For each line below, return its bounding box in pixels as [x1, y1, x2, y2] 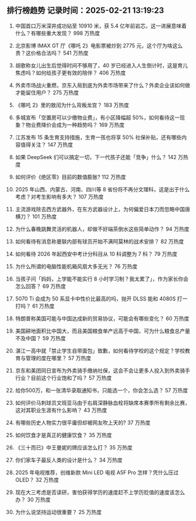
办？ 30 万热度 [15, 496, 51, 503]
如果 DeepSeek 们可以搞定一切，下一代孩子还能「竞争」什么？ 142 [15, 153, 177, 160]
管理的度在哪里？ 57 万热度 [25, 354, 92, 361]
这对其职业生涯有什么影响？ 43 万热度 [15, 407, 107, 414]
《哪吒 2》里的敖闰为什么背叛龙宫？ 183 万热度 [15, 102, 130, 109]
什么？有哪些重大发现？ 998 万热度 [15, 29, 100, 36]
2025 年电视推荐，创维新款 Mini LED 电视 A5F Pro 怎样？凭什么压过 [15, 469, 179, 476]
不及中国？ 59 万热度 [15, 334, 66, 341]
